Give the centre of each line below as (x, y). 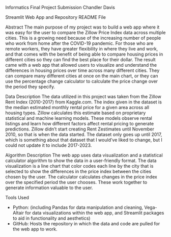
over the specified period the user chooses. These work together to (76, 182)
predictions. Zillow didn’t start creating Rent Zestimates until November (80, 129)
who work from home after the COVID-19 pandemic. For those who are (79, 43)
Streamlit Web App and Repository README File (55, 17)
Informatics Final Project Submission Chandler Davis (60, 7)
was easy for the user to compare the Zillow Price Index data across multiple (85, 32)
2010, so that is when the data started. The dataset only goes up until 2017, (84, 134)
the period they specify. (30, 87)
